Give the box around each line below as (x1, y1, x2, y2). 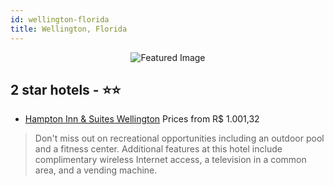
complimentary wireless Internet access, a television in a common (34, 154, 307, 166)
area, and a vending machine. (34, 164, 158, 176)
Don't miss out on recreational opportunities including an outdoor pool (34, 132, 325, 145)
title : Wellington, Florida (10, 24, 128, 34)
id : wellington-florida (10, 14, 110, 25)
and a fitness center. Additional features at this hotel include (34, 143, 283, 155)
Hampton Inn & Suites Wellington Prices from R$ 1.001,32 (24, 113, 260, 125)
